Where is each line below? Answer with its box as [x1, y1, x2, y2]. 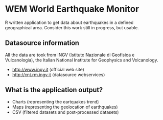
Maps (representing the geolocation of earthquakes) [12, 104, 118, 110]
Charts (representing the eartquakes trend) [12, 99, 99, 104]
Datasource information [5, 39, 79, 47]
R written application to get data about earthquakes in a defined [5, 20, 134, 25]
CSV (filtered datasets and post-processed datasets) [12, 109, 119, 115]
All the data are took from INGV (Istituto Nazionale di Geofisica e [5, 52, 135, 58]
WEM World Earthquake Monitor [5, 3, 140, 15]
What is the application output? [5, 86, 103, 94]
